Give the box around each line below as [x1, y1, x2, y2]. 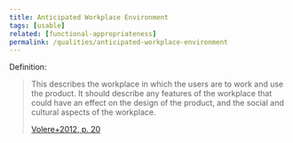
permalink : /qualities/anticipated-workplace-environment [9, 37, 228, 47]
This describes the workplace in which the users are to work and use [30, 79, 284, 89]
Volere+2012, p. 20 [30, 124, 101, 135]
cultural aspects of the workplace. [30, 107, 157, 117]
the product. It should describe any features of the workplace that [30, 88, 273, 99]
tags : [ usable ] [9, 21, 66, 30]
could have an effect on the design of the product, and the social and [30, 98, 284, 109]
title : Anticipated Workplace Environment [9, 12, 169, 22]
